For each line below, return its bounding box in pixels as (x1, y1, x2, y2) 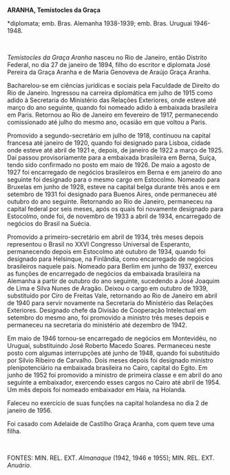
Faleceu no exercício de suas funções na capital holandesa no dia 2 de (7, 399, 209, 407)
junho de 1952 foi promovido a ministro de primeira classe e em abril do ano (7, 371, 222, 379)
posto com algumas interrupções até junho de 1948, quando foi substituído (7, 349, 220, 357)
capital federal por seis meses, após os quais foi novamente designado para (7, 205, 224, 213)
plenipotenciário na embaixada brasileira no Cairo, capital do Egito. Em (7, 364, 208, 371)
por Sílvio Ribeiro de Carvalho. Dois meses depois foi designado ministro (7, 356, 213, 365)
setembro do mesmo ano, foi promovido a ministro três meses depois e (7, 313, 209, 322)
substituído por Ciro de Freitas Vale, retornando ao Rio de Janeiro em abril (7, 291, 218, 300)
